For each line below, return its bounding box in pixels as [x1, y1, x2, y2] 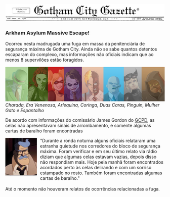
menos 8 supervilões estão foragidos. [5, 57, 84, 63]
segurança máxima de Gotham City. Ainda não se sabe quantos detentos [5, 46, 157, 52]
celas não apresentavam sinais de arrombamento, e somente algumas [5, 122, 152, 128]
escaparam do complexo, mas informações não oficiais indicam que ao [5, 52, 154, 58]
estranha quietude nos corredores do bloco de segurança [40, 143, 161, 149]
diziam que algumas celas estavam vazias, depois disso [40, 154, 157, 160]
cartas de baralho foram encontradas [5, 128, 83, 134]
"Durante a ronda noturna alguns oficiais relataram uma [40, 137, 156, 143]
